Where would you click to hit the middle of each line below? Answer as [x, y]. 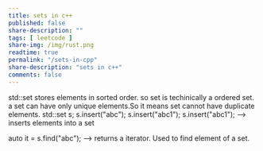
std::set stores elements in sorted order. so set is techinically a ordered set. [131, 97]
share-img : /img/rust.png [51, 45]
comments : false [35, 75]
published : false [37, 23]
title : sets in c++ [41, 15]
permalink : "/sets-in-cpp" [53, 60]
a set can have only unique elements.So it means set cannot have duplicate [132, 106]
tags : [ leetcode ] [41, 38]
